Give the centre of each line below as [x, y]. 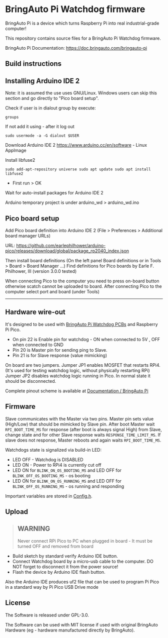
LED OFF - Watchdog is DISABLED [48, 459]
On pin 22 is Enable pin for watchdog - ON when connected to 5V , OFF [86, 339]
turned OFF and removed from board [55, 546]
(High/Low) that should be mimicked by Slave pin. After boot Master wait [80, 424]
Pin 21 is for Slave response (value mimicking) [60, 355]
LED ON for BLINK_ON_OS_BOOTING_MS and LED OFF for [67, 470]
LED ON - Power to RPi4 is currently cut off [57, 465]
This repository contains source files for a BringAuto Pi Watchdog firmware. [83, 38]
